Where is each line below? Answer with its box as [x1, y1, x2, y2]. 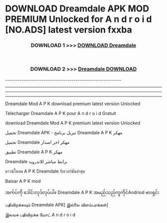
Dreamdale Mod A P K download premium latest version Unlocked [5, 101, 141, 107]
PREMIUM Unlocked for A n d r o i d [5, 13, 152, 25]
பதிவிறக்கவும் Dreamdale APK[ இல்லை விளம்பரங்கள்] [5, 202, 108, 208]
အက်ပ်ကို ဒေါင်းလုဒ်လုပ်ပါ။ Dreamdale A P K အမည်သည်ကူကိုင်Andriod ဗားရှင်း [5, 189, 160, 195]
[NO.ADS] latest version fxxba [5, 24, 132, 35]
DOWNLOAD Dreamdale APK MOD [5, 3, 149, 14]
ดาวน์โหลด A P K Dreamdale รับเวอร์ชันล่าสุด [5, 168, 85, 174]
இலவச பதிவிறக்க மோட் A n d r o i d [5, 212, 76, 218]
